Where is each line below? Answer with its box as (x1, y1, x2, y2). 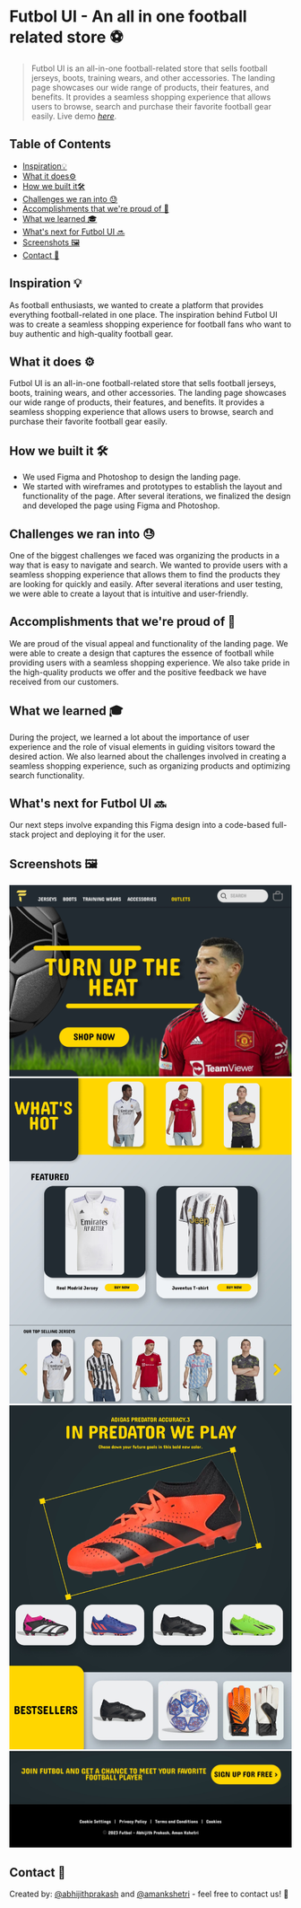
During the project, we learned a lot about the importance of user (9, 732, 250, 743)
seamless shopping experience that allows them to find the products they (9, 569, 280, 580)
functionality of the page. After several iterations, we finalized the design (21, 491, 291, 502)
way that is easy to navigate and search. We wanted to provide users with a (9, 559, 288, 570)
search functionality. (9, 769, 85, 780)
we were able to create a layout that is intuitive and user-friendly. (9, 588, 249, 599)
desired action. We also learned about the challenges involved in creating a (9, 751, 287, 761)
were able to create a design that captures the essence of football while (9, 647, 275, 658)
